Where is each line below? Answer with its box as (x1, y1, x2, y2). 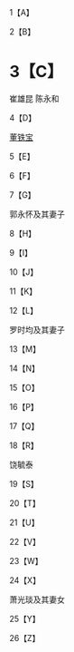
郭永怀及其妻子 (9, 209, 65, 219)
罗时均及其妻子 (9, 324, 65, 335)
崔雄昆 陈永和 (9, 92, 60, 103)
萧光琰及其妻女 (9, 594, 65, 605)
